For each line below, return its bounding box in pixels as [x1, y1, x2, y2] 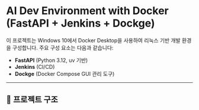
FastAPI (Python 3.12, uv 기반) [14, 56, 88, 64]
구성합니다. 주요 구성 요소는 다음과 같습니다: [12, 44, 114, 51]
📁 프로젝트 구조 [6, 95, 58, 105]
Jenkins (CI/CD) [14, 63, 55, 70]
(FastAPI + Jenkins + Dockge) [6, 16, 155, 30]
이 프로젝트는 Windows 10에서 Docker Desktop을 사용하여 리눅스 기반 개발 [6, 36, 181, 44]
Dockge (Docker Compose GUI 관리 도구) [14, 70, 115, 77]
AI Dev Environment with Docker [6, 4, 169, 18]
